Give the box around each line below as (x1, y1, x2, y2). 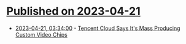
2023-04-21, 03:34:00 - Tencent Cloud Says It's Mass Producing (15, 24, 180, 32)
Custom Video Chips (15, 31, 68, 38)
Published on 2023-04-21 (6, 4, 141, 18)
